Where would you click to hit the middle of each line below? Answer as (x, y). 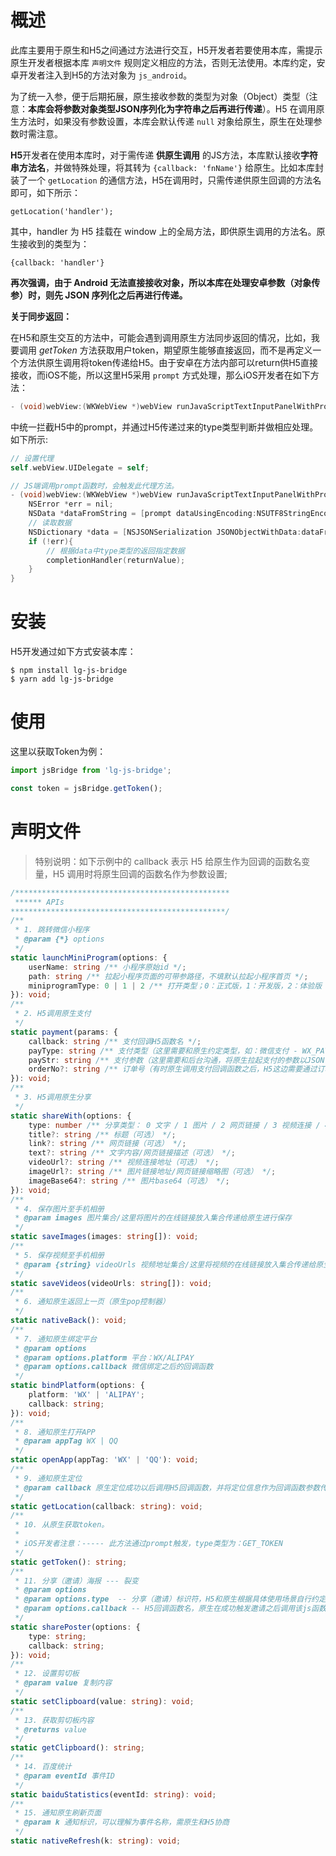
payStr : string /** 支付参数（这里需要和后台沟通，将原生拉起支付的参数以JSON (176, 1060)
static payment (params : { (64, 1032)
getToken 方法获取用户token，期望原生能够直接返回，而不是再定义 (175, 350)
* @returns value (50, 1729)
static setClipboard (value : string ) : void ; (102, 1701)
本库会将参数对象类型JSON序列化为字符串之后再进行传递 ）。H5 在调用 (172, 108)
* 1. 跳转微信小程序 (52, 930)
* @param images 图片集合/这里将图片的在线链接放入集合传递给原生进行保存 (153, 1218)
